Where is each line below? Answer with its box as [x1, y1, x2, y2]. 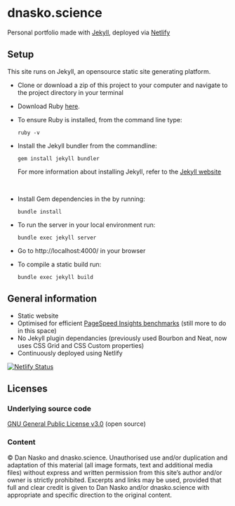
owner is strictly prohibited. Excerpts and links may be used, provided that [7, 476, 222, 484]
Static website [17, 311, 59, 320]
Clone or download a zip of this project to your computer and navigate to [17, 81, 228, 89]
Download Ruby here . [17, 102, 81, 110]
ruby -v [17, 129, 40, 136]
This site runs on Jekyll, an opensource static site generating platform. [7, 67, 211, 75]
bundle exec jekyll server [17, 234, 97, 241]
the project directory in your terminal [17, 88, 124, 96]
